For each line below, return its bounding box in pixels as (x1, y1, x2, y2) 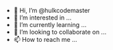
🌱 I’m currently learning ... (13, 21, 87, 28)
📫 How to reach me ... (13, 36, 77, 43)
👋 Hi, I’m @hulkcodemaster (13, 7, 90, 14)
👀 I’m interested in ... (13, 14, 72, 22)
